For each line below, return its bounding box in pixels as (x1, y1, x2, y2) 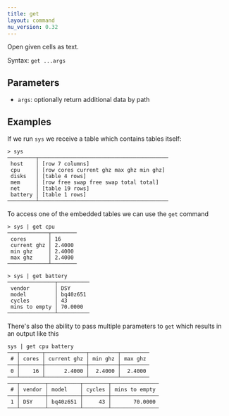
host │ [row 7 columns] (10, 160, 90, 168)
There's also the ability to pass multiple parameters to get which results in (7, 322, 222, 330)
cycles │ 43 (10, 297, 68, 304)
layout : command (7, 17, 55, 24)
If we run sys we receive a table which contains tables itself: (7, 134, 182, 143)
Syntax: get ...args (7, 56, 66, 65)
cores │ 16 (10, 236, 61, 243)
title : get (7, 10, 39, 18)
